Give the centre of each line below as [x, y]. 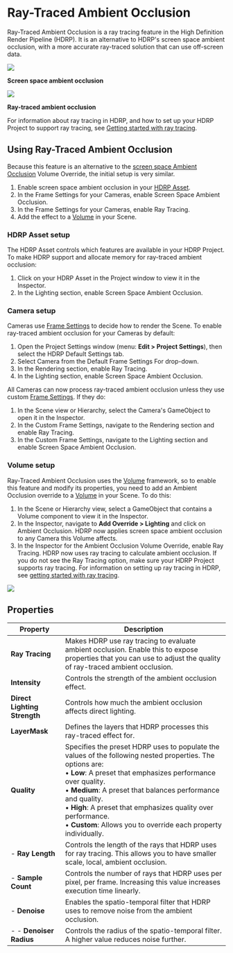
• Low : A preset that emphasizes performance [140, 773]
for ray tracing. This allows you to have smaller [141, 854]
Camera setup [32, 310]
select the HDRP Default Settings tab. [71, 354]
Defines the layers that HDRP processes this [137, 727]
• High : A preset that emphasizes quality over [139, 808]
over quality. [85, 782]
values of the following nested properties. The [140, 756]
